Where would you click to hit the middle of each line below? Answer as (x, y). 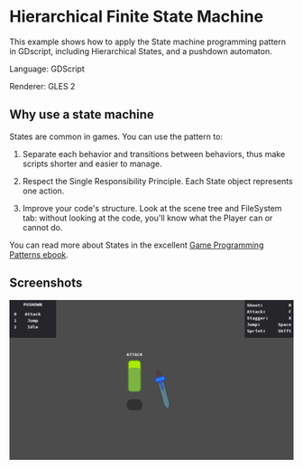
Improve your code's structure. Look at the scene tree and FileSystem (152, 208)
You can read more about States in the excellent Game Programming (137, 245)
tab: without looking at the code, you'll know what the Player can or (147, 218)
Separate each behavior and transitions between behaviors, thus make (154, 154)
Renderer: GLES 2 (42, 86)
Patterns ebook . (39, 254)
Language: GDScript (47, 69)
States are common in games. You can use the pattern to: (116, 136)
